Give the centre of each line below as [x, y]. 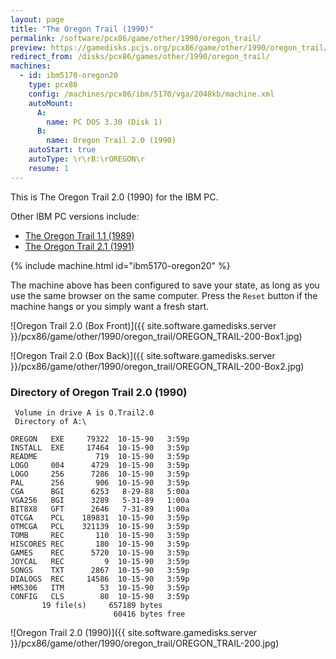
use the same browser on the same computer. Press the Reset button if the [164, 295]
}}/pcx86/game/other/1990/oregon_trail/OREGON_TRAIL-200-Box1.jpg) [156, 336]
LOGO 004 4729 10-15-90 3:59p [100, 465]
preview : [28, 47]
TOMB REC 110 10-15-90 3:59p [100, 535]
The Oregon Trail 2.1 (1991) [79, 246]
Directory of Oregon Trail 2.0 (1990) [99, 392]
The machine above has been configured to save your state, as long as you [165, 285]
